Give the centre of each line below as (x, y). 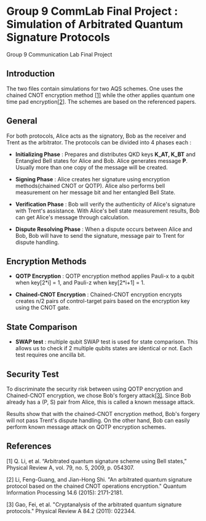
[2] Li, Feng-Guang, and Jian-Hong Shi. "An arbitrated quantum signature (99, 479)
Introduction (31, 74)
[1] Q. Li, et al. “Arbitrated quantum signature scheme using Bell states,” (97, 461)
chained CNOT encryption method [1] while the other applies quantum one (101, 95)
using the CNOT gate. (43, 308)
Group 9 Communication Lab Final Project (59, 54)
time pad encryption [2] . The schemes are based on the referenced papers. (101, 101)
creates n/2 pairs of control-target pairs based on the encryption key (102, 301)
